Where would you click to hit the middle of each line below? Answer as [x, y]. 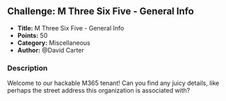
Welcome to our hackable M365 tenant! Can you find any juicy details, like [113, 83]
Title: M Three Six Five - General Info [71, 28]
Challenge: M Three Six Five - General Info [101, 11]
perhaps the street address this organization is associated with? [99, 91]
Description [27, 68]
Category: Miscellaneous [54, 43]
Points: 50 [32, 35]
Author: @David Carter [51, 50]
